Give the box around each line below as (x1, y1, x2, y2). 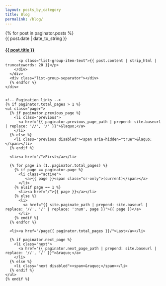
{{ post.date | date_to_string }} (5, 35, 67, 41)
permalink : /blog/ (5, 16, 43, 21)
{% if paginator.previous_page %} (9, 110, 81, 115)
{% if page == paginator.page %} (14, 167, 83, 172)
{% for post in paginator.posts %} (5, 30, 74, 36)
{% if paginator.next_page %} (9, 237, 72, 242)
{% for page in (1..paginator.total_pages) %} (9, 163, 108, 168)
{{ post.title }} (5, 47, 35, 53)
